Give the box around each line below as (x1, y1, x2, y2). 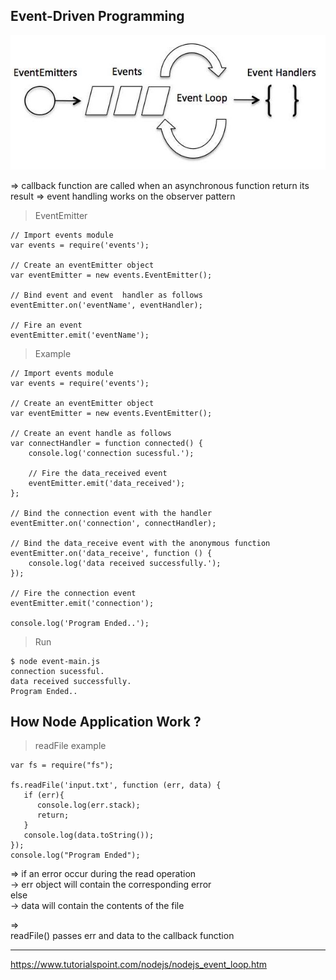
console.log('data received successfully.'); (28, 558, 222, 568)
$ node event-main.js (10, 656, 101, 666)
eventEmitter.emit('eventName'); (10, 330, 150, 340)
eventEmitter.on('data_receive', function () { (10, 548, 213, 558)
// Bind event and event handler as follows (10, 290, 203, 300)
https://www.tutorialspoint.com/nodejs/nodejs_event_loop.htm (10, 959, 268, 971)
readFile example (34, 740, 107, 752)
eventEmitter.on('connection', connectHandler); (10, 518, 217, 528)
